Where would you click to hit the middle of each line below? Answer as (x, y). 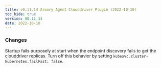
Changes (16, 40)
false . (57, 61)
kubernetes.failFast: (27, 61)
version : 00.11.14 (24, 18)
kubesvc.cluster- (131, 56)
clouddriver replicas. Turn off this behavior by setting (59, 56)
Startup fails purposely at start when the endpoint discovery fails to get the (81, 51)
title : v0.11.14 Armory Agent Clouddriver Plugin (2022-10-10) (71, 9)
